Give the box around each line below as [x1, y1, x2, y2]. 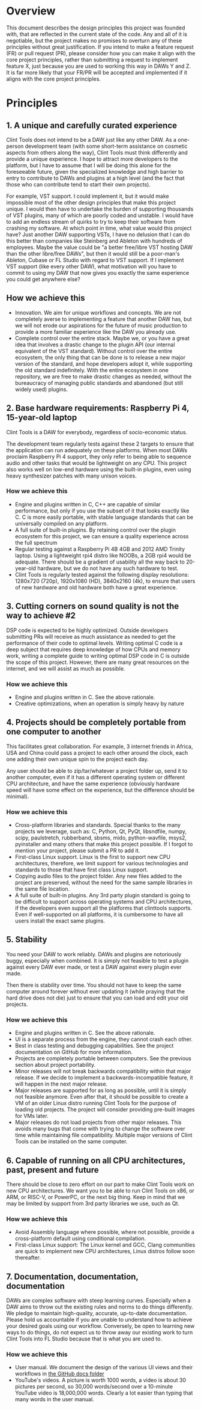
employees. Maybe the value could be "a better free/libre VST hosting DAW [6, 244, 193, 251]
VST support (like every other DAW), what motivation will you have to [6, 263, 177, 270]
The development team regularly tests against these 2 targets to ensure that [6, 440, 194, 447]
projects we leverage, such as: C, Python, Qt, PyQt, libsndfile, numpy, [14, 828, 187, 835]
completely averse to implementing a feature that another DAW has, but [14, 315, 192, 322]
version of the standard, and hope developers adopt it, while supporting [14, 360, 193, 367]
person [6, 143, 24, 150]
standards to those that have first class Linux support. [14, 866, 149, 873]
